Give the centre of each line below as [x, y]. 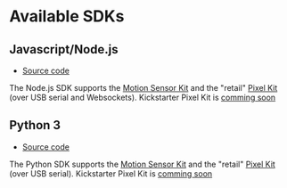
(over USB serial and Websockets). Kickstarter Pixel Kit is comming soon [143, 97]
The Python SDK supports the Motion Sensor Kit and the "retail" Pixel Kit [143, 164]
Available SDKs [67, 16]
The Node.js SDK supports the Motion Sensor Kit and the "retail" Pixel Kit [143, 88]
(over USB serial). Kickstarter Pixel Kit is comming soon [111, 173]
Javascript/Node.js [64, 49]
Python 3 [35, 125]
